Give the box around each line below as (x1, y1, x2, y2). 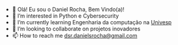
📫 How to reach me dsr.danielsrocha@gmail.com (12, 32, 138, 39)
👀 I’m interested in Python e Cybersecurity (12, 12, 119, 19)
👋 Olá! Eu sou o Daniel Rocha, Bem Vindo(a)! (12, 6, 125, 13)
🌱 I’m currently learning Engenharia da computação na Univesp (12, 19, 172, 26)
